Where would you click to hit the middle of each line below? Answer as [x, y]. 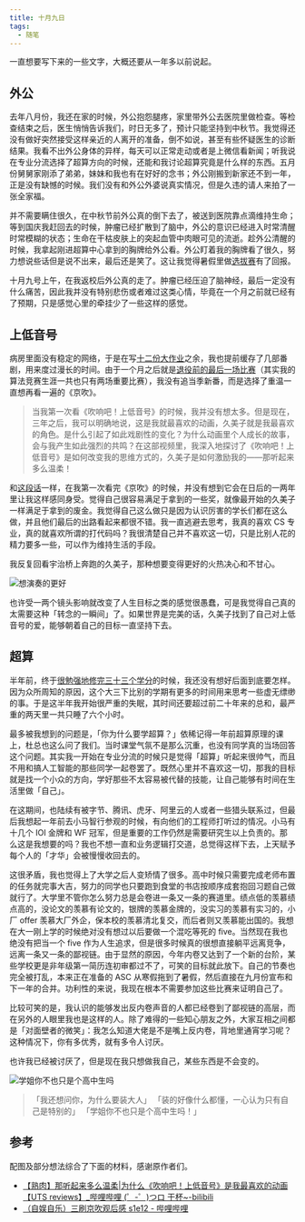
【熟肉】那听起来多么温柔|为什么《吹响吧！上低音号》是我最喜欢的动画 [155, 1185]
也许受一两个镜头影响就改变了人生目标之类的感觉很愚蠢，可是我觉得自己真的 [152, 602]
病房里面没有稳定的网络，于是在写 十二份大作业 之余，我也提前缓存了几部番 [148, 358]
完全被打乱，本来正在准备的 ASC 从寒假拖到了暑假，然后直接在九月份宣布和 [151, 977]
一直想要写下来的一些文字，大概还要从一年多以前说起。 [113, 62]
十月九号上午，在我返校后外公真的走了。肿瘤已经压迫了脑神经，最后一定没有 [152, 280]
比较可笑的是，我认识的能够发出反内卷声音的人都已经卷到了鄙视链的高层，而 [152, 1007]
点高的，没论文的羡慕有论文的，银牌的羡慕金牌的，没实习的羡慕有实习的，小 [152, 908]
